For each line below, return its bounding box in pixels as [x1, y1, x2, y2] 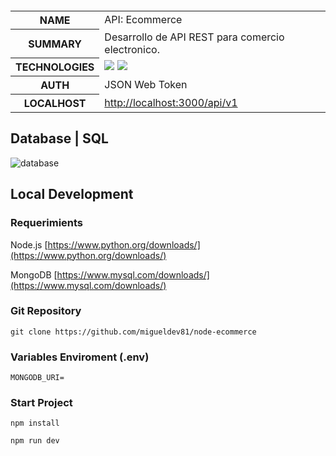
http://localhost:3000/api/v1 [104, 95, 238, 109]
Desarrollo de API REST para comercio [104, 30, 285, 44]
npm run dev [10, 436, 60, 446]
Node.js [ [10, 238, 48, 251]
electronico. [104, 42, 160, 56]
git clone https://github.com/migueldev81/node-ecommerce [10, 327, 257, 337]
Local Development [10, 186, 134, 203]
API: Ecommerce [104, 13, 183, 27]
